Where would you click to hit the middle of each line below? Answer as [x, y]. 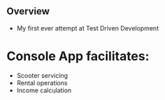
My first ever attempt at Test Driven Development [87, 28]
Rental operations [42, 83]
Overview [28, 11]
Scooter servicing [42, 75]
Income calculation [44, 90]
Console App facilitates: [78, 56]
